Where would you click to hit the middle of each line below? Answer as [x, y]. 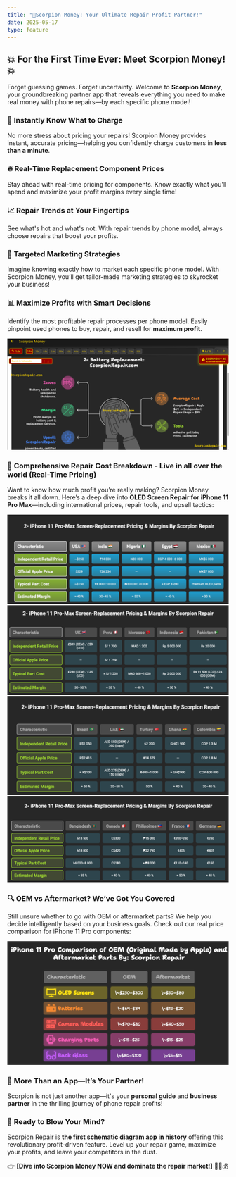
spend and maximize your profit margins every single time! [92, 192]
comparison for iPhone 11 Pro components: [69, 932]
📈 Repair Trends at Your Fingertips [68, 210]
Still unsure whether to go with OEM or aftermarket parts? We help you [110, 916]
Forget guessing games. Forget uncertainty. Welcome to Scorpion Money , [115, 87]
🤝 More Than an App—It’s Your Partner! [76, 1081]
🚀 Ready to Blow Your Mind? [56, 1122]
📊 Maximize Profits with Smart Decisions [79, 303]
